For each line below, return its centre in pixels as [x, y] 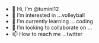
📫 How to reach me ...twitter [47, 34]
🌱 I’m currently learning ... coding [52, 21]
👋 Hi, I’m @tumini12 [35, 9]
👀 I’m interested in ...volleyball [48, 15]
